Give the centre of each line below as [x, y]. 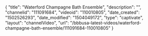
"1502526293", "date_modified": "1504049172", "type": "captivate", [74, 18]
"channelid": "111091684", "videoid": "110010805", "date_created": [73, 12]
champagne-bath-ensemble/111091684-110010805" [58, 28]
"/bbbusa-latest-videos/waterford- [106, 23]
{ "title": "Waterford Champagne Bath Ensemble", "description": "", [73, 7]
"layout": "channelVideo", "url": [37, 23]
